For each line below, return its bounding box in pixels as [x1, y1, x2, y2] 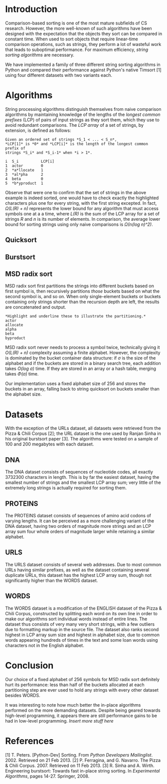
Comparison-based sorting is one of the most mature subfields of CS [5, 20, 148, 26]
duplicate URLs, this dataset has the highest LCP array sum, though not [5, 572, 152, 578]
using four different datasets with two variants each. [5, 72, 113, 78]
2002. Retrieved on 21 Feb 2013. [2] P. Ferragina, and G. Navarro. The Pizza [5, 757, 161, 763]
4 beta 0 [5, 176, 43, 181]
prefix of [5, 146, 26, 151]
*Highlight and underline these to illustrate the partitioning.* [5, 314, 146, 319]
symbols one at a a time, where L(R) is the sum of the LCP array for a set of [5, 211, 160, 217]
